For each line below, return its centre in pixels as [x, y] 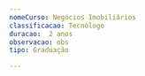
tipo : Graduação [39, 50]
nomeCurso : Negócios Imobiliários [73, 17]
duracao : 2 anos [41, 34]
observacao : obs [39, 42]
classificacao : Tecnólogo [57, 26]
